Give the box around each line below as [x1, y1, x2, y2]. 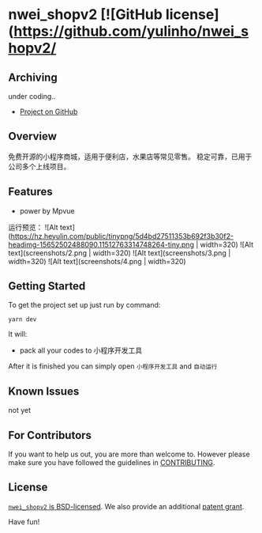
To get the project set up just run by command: [8, 301, 161, 310]
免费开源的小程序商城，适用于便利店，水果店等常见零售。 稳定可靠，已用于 [8, 152, 253, 161]
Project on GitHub [19, 107, 78, 116]
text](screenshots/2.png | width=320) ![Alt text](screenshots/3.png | [8, 248, 231, 258]
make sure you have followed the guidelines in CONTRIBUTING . [8, 458, 215, 467]
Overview [8, 130, 58, 143]
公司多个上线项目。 [8, 161, 71, 171]
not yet [8, 406, 32, 415]
